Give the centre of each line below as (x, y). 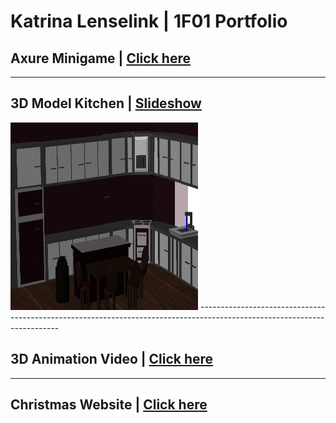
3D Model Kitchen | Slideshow (106, 103)
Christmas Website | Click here (109, 405)
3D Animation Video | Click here (112, 359)
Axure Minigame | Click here (100, 58)
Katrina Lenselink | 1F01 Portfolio (149, 21)
